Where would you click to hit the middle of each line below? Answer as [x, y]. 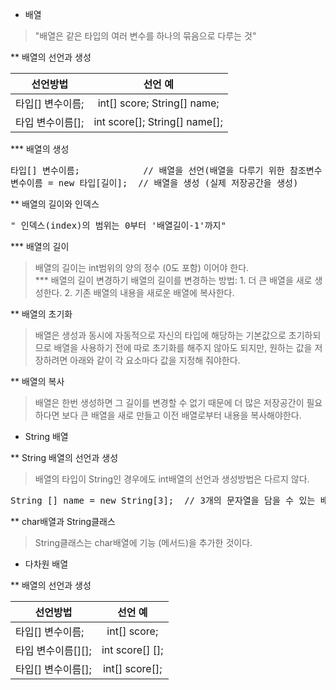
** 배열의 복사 [37, 381]
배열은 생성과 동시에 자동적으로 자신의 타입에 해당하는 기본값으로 [160, 335]
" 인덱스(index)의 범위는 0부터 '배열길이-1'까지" [118, 225]
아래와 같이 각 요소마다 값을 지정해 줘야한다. [155, 360]
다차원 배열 [46, 564]
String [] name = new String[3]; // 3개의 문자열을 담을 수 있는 [163, 500]
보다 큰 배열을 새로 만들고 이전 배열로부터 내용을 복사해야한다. [181, 415]
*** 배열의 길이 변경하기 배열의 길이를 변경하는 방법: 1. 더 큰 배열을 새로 [173, 280]
